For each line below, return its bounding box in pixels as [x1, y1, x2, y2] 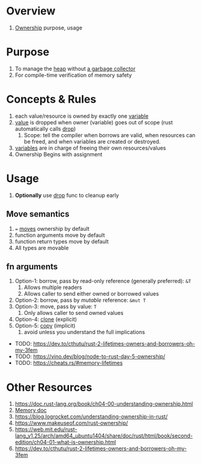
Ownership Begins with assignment [14, 150, 103, 157]
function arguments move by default [14, 231, 105, 239]
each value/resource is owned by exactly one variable [14, 112, 149, 120]
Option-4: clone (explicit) [14, 316, 77, 323]
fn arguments [6, 261, 58, 272]
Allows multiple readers [23, 284, 82, 291]
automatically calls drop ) [14, 125, 76, 132]
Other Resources [6, 380, 92, 394]
